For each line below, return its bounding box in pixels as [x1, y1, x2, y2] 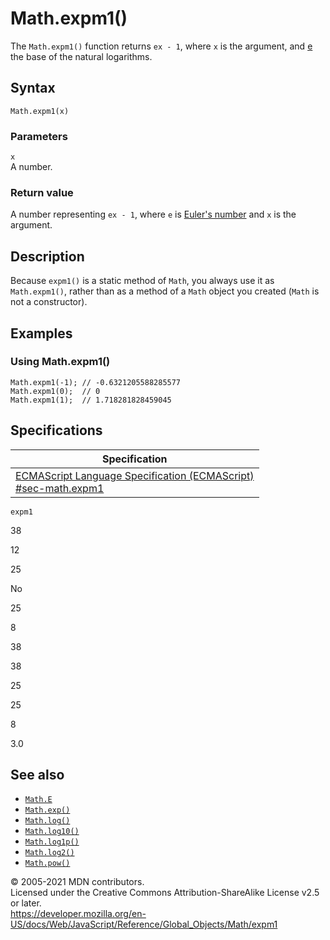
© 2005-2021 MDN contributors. [10, 876, 145, 888]
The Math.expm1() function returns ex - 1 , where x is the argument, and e [10, 40, 313, 52]
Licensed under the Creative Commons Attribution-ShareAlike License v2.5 [10, 887, 320, 899]
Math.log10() [24, 827, 80, 837]
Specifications [10, 422, 103, 439]
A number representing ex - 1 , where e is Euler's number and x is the [10, 208, 297, 221]
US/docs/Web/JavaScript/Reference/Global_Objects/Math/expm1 [10, 918, 278, 931]
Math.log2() [24, 848, 75, 858]
